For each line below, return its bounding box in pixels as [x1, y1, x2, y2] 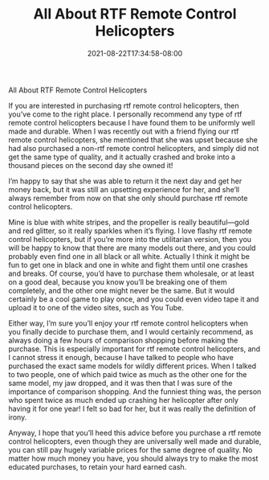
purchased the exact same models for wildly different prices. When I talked [8, 361, 257, 371]
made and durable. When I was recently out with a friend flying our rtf [8, 126, 239, 136]
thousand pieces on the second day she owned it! [8, 160, 173, 170]
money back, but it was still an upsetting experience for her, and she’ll [8, 184, 239, 194]
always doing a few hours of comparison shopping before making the [8, 335, 238, 345]
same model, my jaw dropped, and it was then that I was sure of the [8, 378, 233, 388]
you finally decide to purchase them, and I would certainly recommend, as [8, 326, 254, 336]
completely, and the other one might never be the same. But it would [8, 285, 235, 295]
